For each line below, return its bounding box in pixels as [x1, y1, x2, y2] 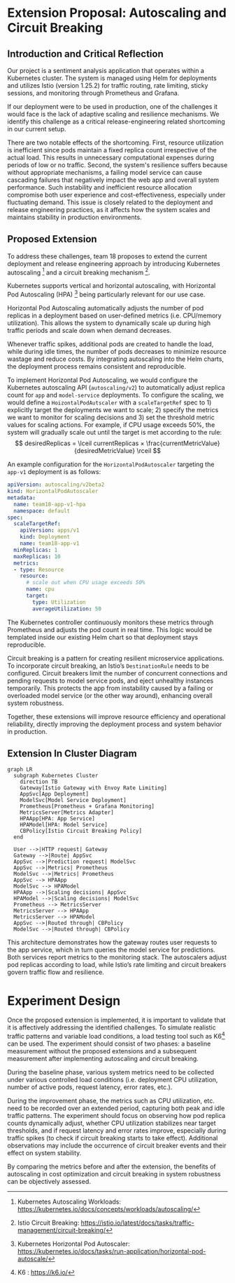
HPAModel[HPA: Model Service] [20, 822, 108, 829]
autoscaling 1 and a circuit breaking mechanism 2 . [7, 267, 150, 277]
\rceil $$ [136, 447, 161, 455]
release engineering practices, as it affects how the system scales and [7, 206, 211, 213]
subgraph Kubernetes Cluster [13, 772, 99, 779]
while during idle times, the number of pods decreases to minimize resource [7, 348, 227, 356]
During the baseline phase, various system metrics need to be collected [7, 1068, 215, 1077]
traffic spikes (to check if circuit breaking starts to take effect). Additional [7, 1134, 218, 1143]
